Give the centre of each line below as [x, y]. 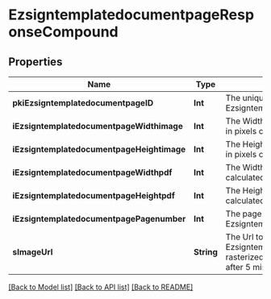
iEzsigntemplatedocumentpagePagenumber [99, 219]
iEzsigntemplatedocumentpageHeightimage [99, 149]
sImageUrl [33, 252]
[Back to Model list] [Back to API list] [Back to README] [101, 287]
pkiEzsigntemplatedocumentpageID [83, 103]
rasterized [245, 257]
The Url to [244, 237]
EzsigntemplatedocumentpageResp [131, 15]
